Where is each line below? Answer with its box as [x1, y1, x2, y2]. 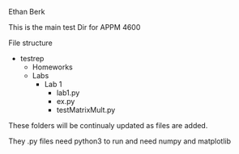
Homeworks [32, 62, 73, 72]
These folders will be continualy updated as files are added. [8, 121, 208, 130]
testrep [19, 54, 45, 63]
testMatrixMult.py [56, 105, 116, 114]
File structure [8, 38, 53, 48]
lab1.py [56, 88, 80, 98]
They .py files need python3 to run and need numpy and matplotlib [8, 136, 232, 146]
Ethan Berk [8, 7, 45, 16]
